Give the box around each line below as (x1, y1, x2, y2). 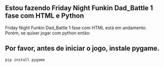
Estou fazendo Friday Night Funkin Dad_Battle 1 (5, 4, 153, 12)
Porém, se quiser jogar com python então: (5, 30, 91, 36)
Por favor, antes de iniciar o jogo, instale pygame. (5, 44, 160, 53)
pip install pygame (5, 57, 45, 62)
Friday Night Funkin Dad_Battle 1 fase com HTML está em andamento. (5, 25, 147, 31)
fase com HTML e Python (5, 12, 84, 20)
